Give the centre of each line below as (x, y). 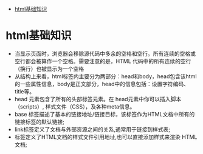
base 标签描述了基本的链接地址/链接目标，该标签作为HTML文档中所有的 (105, 114)
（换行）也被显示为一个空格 (49, 69)
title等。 (24, 91)
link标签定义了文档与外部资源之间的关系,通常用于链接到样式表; (92, 129)
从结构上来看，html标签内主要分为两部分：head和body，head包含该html (105, 76)
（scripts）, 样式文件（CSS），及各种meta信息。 (75, 106)
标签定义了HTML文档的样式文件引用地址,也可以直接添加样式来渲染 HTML (106, 137)
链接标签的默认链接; (40, 122)
